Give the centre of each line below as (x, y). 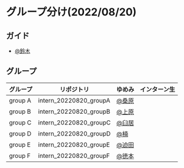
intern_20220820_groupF (74, 156)
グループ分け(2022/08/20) (71, 12)
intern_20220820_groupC (74, 123)
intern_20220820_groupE (74, 144)
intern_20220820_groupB (74, 111)
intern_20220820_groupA (74, 100)
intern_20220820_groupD (74, 133)
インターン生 (158, 89)
